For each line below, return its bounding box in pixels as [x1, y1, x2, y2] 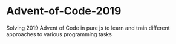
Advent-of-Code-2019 [6, 4, 122, 18]
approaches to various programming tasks [6, 30, 112, 37]
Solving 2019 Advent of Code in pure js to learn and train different [6, 24, 171, 31]
